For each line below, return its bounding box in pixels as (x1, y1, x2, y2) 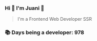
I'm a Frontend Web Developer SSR (17, 16, 92, 22)
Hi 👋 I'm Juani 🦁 (5, 5, 45, 12)
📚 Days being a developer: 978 (5, 29, 85, 36)
